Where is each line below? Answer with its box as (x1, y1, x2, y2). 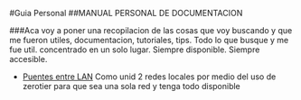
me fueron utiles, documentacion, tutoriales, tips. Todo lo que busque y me (9, 35, 289, 45)
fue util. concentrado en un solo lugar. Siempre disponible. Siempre (9, 44, 260, 55)
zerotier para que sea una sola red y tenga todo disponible (22, 81, 241, 91)
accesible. (9, 54, 48, 64)
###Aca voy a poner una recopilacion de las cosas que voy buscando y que (9, 25, 293, 35)
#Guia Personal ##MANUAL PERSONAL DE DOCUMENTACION (9, 8, 243, 18)
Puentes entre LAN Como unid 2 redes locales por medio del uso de (22, 71, 277, 82)
